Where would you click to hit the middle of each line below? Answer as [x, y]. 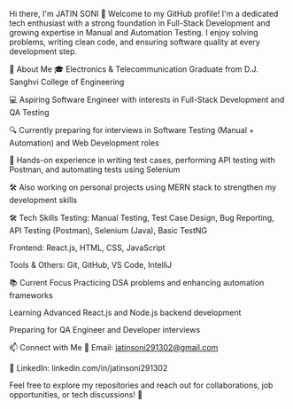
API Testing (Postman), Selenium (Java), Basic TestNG [108, 230]
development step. [43, 51]
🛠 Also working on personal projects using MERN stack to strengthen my [143, 187]
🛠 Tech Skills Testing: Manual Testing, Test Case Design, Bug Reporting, [142, 218]
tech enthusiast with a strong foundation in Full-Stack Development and [140, 23]
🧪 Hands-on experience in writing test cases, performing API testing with [143, 160]
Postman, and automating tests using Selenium [95, 169]
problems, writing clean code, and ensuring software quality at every [135, 42]
